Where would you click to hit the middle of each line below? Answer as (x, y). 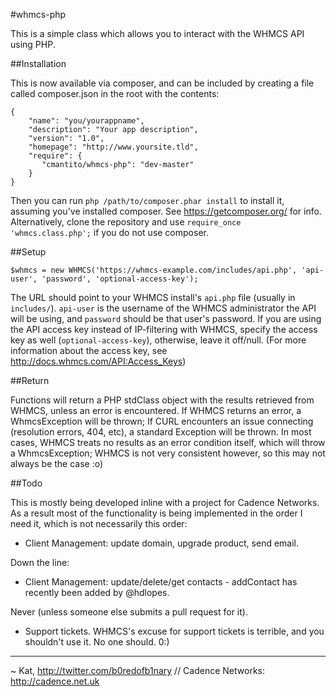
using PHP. (33, 44)
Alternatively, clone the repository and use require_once (126, 222)
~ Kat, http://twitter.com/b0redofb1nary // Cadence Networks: (138, 670)
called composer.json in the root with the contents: (115, 93)
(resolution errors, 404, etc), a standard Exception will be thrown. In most (161, 432)
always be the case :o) (57, 463)
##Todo (26, 483)
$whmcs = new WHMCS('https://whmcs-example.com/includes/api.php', (154, 270)
